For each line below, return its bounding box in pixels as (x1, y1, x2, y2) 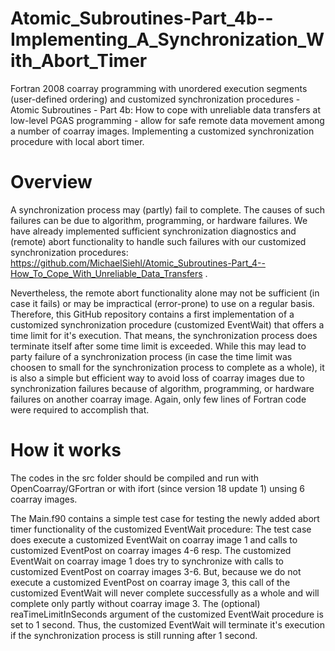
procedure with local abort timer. (10, 135, 145, 147)
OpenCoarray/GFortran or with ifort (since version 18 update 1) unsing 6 (10, 482, 305, 494)
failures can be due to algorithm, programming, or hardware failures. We (10, 214, 308, 226)
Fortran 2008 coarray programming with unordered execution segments (10, 82, 308, 94)
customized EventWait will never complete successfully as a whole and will (10, 587, 320, 599)
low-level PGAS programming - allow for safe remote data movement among (10, 114, 325, 126)
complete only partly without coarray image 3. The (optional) (10, 597, 261, 609)
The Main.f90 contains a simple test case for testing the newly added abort (10, 512, 320, 524)
